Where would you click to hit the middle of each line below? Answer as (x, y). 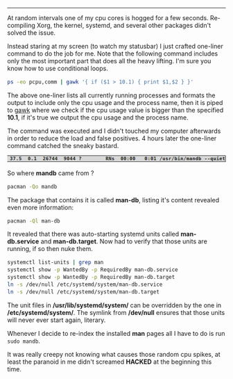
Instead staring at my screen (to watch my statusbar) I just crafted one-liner (115, 46)
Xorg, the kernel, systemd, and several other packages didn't (124, 25)
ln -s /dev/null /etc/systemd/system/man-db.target (83, 292)
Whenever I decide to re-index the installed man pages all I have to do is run (116, 333)
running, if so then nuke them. (50, 249)
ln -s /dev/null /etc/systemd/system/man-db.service (85, 285)
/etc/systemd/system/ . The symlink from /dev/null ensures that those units (116, 312)
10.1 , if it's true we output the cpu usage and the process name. (98, 117)
